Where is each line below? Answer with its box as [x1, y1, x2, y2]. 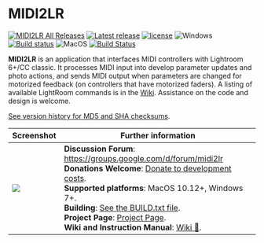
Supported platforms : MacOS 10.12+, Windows [64, 182, 244, 193]
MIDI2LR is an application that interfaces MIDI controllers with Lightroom [8, 54, 244, 64]
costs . [64, 172, 86, 183]
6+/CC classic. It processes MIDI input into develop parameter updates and [8, 62, 252, 72]
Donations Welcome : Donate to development [64, 163, 232, 174]
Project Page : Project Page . [64, 212, 167, 223]
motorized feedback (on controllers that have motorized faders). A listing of [8, 79, 253, 89]
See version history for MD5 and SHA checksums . [8, 111, 170, 120]
